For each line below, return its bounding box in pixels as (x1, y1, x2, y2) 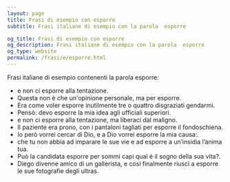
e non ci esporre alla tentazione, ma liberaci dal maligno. (17, 115, 178, 124)
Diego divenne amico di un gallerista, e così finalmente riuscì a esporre (17, 159, 219, 168)
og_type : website (7, 48, 57, 55)
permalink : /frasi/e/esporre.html (7, 54, 107, 62)
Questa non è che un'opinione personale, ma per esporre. (17, 93, 182, 102)
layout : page (7, 10, 45, 17)
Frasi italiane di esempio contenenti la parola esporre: (7, 73, 160, 81)
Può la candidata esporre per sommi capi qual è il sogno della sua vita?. (17, 152, 221, 160)
